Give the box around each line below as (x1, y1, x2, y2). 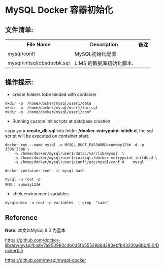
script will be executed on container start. (5, 133, 90, 139)
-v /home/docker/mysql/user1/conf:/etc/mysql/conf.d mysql (14, 159, 144, 165)
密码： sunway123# (5, 182, 41, 187)
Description (90, 41, 118, 48)
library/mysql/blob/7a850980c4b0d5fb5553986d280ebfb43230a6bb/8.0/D (5, 242, 159, 248)
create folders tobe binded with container (12, 91, 97, 97)
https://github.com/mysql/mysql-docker (5, 257, 86, 263)
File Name (27, 41, 51, 48)
